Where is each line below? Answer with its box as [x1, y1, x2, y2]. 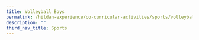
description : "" [6, 19, 46, 25]
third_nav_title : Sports [6, 25, 68, 31]
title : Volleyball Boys [6, 8, 65, 15]
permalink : [6, 14, 33, 20]
